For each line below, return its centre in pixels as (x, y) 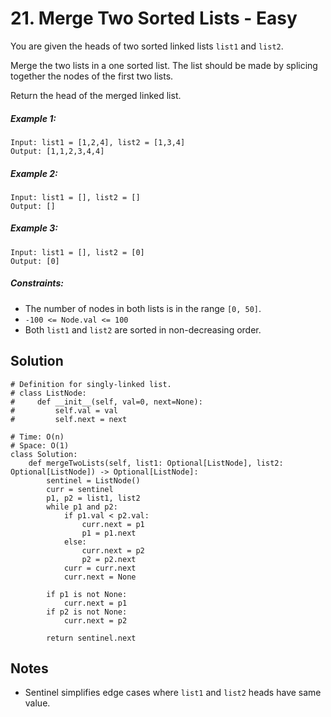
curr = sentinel (80, 489)
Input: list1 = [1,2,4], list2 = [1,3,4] (98, 142)
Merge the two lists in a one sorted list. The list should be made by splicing (164, 65)
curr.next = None (100, 577)
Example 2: (34, 173)
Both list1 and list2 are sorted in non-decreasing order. (143, 329)
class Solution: (44, 454)
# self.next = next (69, 419)
